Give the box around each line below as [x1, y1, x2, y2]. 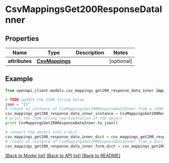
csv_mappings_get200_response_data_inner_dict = [5, 134, 109, 139]
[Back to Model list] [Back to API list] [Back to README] [5, 152, 121, 159]
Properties [5, 34, 39, 43]
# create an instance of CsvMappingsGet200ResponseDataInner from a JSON [5, 107, 163, 112]
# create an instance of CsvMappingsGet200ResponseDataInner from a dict [5, 139, 163, 144]
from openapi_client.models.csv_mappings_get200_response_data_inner [5, 88, 154, 93]
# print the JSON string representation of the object [5, 116, 123, 121]
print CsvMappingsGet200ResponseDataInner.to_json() [5, 121, 118, 126]
